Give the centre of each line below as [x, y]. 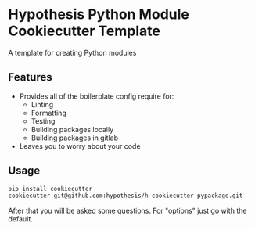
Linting [42, 104]
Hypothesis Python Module [99, 14]
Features [30, 77]
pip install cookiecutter [50, 189]
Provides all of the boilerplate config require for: [97, 96]
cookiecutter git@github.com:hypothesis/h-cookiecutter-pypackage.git [126, 196]
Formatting [48, 113]
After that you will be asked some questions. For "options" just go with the [127, 211]
